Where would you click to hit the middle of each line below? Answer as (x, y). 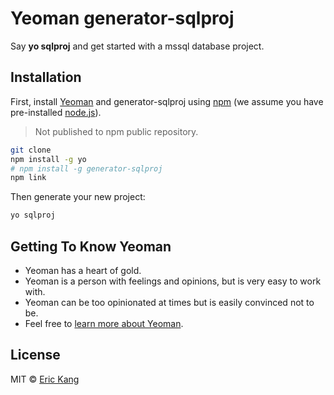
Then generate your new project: (78, 197)
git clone (31, 150)
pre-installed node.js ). (56, 112)
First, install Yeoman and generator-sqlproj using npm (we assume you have (167, 101)
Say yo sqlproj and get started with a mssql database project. (137, 46)
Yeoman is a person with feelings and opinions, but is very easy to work (173, 281)
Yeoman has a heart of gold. (83, 270)
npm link (28, 178)
